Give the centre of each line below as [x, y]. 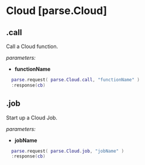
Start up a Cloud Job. [32, 118]
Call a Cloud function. [32, 46]
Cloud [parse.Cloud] [56, 11]
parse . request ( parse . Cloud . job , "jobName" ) [68, 151]
